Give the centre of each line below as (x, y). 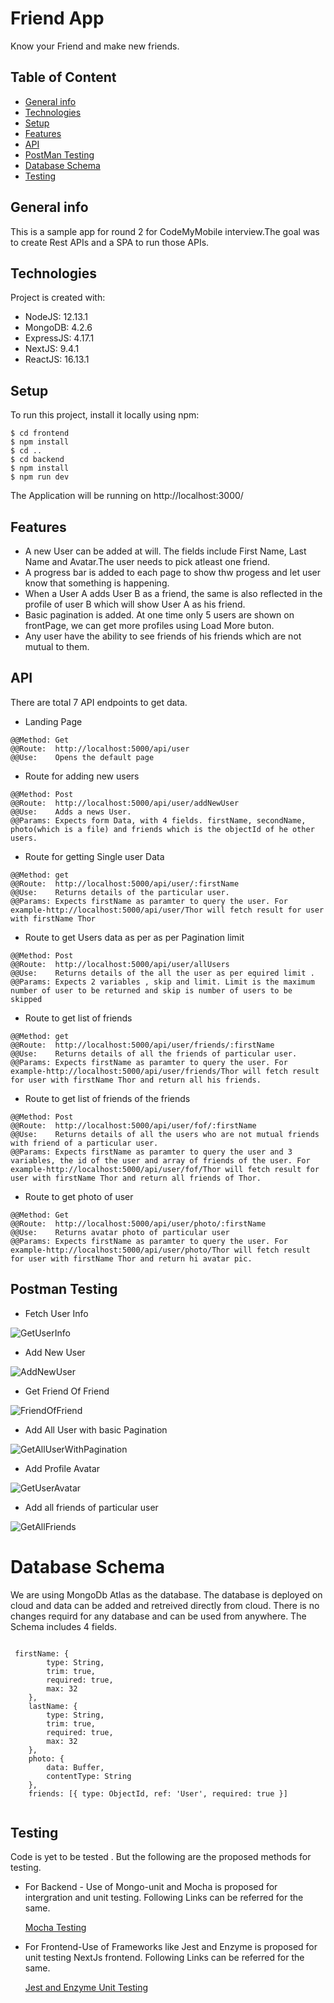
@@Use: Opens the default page (82, 757)
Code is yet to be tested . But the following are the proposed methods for (161, 1857)
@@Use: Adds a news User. (71, 812)
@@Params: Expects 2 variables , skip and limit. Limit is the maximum (162, 982)
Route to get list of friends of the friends (107, 1098)
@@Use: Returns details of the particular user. (120, 892)
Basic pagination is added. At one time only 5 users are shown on (159, 615)
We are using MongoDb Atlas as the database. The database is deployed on (166, 1594)
